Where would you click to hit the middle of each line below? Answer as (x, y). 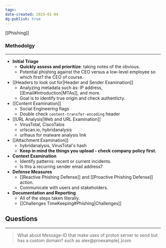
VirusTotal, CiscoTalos (42, 124)
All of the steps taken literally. (50, 198)
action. (27, 182)
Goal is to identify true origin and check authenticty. (72, 98)
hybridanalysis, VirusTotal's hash (53, 145)
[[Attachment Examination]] (40, 140)
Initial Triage (25, 61)
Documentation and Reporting (44, 193)
